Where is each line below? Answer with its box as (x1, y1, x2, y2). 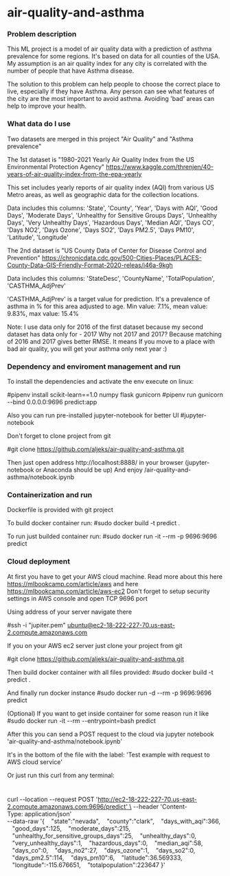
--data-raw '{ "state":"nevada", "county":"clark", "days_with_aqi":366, (7, 817, 221, 825)
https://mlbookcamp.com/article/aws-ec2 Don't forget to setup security (7, 587, 211, 595)
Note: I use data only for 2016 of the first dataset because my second (7, 323, 204, 331)
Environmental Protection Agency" (7, 163, 105, 171)
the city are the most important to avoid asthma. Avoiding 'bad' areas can (7, 95, 215, 103)
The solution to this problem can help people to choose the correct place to (7, 80, 221, 89)
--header (133, 802, 159, 811)
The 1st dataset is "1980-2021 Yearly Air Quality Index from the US (7, 155, 194, 163)
